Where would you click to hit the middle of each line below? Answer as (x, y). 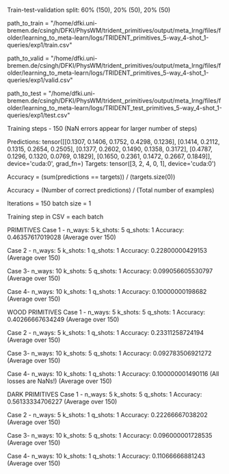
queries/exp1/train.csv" (40, 45)
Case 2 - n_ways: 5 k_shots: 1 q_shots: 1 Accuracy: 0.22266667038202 (107, 415)
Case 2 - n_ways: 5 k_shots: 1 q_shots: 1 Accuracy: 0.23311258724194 (105, 333)
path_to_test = (27, 93)
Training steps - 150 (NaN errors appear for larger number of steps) (102, 128)
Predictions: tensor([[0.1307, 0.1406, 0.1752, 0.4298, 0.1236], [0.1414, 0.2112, (113, 142)
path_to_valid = (28, 58)
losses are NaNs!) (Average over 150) (59, 381)
